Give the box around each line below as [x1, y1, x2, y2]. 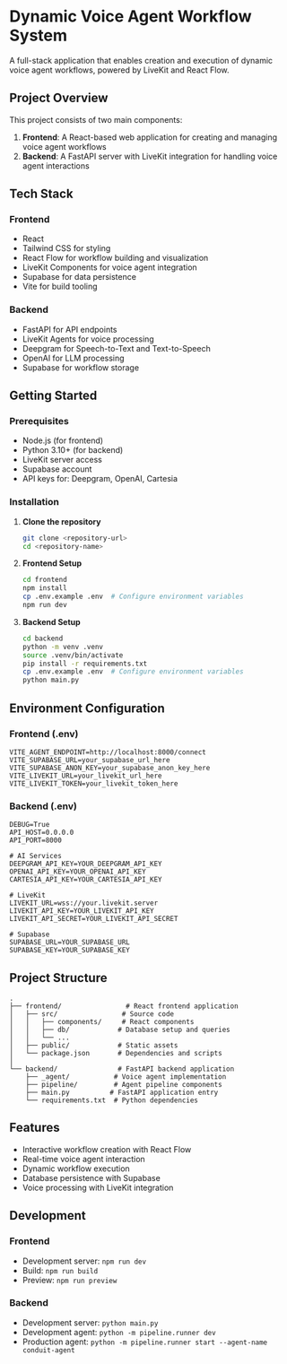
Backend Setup [22, 616, 81, 627]
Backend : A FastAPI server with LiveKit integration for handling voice [22, 151, 278, 161]
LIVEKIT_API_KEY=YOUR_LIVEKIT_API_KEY [9, 907, 154, 916]
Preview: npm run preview [22, 1274, 117, 1285]
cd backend [22, 634, 64, 643]
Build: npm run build [22, 1264, 99, 1275]
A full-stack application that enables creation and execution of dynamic [9, 55, 274, 65]
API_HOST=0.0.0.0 [9, 828, 74, 838]
